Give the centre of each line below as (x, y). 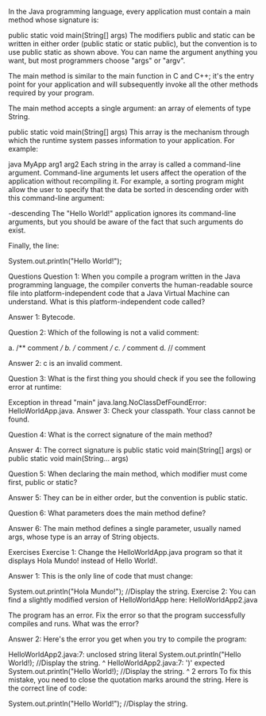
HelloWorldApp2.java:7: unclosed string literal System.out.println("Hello (125, 654)
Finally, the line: (34, 246)
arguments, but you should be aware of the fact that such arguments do (126, 222)
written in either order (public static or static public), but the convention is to (133, 44)
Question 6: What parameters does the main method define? (107, 513)
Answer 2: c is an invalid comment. (66, 363)
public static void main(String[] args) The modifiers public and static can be (132, 35)
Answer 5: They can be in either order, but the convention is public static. (128, 498)
